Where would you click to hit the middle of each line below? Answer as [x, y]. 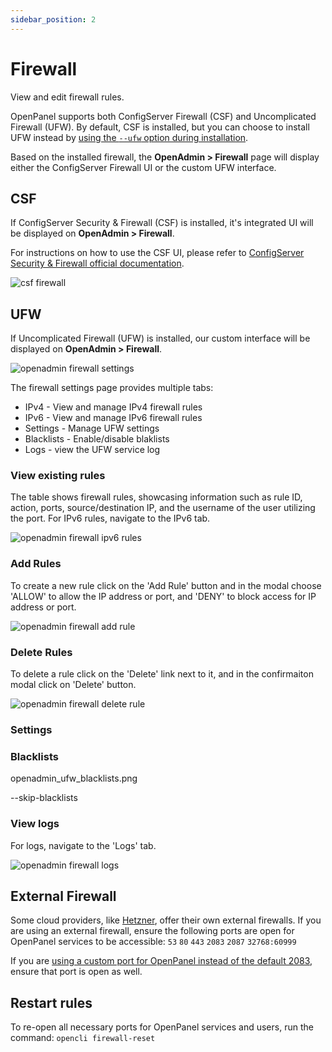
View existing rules [58, 476]
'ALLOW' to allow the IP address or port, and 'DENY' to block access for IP [163, 596]
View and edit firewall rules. [67, 97]
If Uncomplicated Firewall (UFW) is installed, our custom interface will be [160, 338]
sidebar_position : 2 [53, 19]
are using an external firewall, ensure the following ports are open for [152, 931]
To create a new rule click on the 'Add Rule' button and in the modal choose [166, 585]
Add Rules [36, 564]
